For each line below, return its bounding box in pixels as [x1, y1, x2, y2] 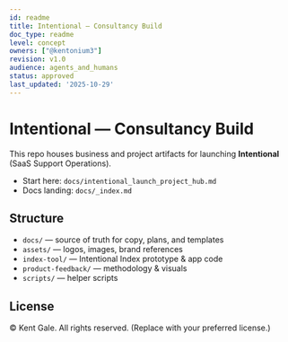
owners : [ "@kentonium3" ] [9, 47, 102, 56]
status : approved [9, 72, 74, 81]
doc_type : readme [9, 30, 74, 39]
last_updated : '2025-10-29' [9, 80, 115, 89]
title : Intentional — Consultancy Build [9, 22, 163, 31]
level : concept [9, 38, 66, 48]
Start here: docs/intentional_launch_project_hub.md [22, 175, 217, 186]
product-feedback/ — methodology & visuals [22, 263, 188, 274]
